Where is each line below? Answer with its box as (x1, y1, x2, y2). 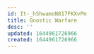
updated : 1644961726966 (7, 29, 78, 37)
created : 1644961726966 (7, 36, 78, 43)
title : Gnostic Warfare (7, 17, 78, 24)
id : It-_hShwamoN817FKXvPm (7, 10, 87, 18)
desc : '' (7, 23, 33, 30)
